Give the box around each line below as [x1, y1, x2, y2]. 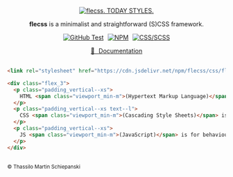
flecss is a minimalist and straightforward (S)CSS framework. [28, 20, 205, 28]
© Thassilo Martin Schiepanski [7, 163, 81, 170]
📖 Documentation [90, 47, 143, 55]
